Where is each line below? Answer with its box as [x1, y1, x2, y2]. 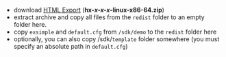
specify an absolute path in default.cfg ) [13, 43, 128, 50]
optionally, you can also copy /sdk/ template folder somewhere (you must [13, 35, 220, 43]
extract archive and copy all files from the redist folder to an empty [13, 13, 205, 21]
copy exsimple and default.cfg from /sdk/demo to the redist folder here [13, 27, 217, 36]
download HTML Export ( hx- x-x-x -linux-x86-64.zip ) [13, 6, 164, 14]
